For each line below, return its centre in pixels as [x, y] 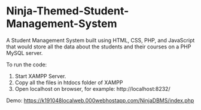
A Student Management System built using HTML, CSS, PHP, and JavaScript [100, 40]
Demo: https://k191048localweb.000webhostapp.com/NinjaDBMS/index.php [100, 100]
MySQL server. [25, 53]
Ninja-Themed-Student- [68, 11]
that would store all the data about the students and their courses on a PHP [99, 47]
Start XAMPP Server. [40, 76]
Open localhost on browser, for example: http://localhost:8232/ [92, 88]
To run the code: [27, 65]
